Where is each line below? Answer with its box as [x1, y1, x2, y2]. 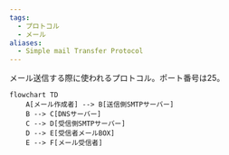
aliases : [9, 38, 43, 48]
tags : [9, 13, 30, 23]
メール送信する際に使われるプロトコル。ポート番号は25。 [9, 73, 225, 84]
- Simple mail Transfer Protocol [17, 47, 144, 56]
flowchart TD [9, 91, 59, 100]
